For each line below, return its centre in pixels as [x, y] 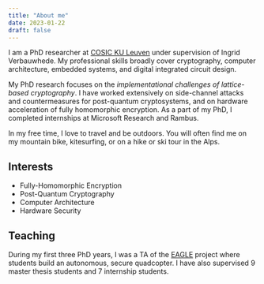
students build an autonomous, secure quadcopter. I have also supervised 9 [132, 263]
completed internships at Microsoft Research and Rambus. [104, 118]
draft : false [30, 30]
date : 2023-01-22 [37, 23]
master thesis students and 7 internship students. [89, 271]
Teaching [32, 235]
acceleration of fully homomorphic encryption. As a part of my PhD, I [120, 110]
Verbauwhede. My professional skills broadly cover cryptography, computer [132, 61]
